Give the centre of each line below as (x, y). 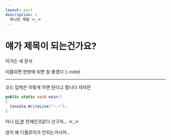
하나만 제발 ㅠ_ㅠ (26, 19)
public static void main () (34, 97)
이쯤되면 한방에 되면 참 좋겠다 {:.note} (43, 72)
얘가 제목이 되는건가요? (51, 46)
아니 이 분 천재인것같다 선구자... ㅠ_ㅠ (42, 121)
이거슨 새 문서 (19, 61)
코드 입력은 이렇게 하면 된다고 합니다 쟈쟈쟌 (48, 87)
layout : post (19, 10)
